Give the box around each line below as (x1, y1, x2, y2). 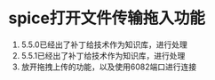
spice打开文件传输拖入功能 (8, 8, 206, 28)
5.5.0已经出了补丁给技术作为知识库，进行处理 (20, 39, 187, 50)
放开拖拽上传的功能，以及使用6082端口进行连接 (20, 61, 197, 72)
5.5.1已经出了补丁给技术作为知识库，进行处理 (20, 50, 186, 60)
